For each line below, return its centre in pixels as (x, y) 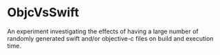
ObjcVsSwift (43, 13)
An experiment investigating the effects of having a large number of (103, 31)
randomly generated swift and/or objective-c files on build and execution (110, 38)
